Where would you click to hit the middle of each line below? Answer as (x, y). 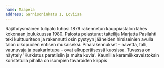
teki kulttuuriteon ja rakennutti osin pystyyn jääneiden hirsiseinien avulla (79, 39)
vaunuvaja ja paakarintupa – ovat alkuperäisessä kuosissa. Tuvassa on (78, 50)
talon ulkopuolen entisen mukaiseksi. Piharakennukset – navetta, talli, (76, 44)
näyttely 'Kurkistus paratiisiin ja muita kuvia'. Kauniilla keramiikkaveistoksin (82, 55)
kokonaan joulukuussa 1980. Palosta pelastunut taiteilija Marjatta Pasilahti (81, 34)
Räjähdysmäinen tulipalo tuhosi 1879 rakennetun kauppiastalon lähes (76, 28)
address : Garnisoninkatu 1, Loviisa (43, 14)
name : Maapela (20, 10)
